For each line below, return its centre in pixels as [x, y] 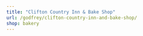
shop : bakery [23, 23]
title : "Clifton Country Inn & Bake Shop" [61, 12]
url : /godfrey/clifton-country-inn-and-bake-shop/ [72, 18]
